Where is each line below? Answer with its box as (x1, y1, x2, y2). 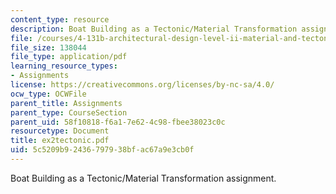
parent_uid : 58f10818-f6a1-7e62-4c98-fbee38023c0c (10, 117, 226, 127)
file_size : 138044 (10, 42, 87, 53)
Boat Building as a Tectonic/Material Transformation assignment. (10, 172, 277, 184)
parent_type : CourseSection (10, 107, 128, 118)
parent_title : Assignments (10, 98, 123, 108)
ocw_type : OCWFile (10, 89, 87, 99)
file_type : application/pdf (10, 52, 128, 62)
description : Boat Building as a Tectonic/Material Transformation (10, 24, 298, 34)
